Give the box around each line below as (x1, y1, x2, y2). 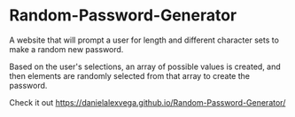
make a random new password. (9, 43, 124, 54)
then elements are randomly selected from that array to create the (9, 70, 251, 81)
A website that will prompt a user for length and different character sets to (9, 35, 279, 45)
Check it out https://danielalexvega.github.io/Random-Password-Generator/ (9, 97, 286, 107)
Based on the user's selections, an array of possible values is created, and (9, 61, 281, 72)
